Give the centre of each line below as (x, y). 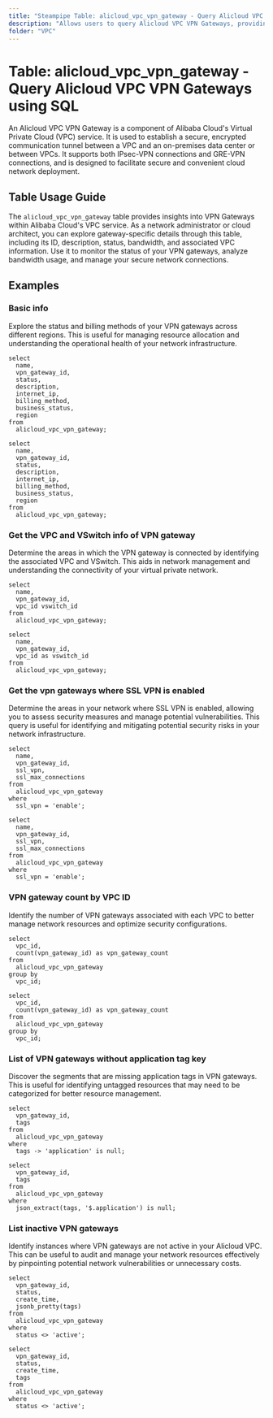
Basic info (28, 308)
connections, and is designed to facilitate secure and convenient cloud (127, 163)
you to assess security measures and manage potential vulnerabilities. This (134, 717)
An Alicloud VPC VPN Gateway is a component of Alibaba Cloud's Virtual (130, 128)
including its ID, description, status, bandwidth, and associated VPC (122, 243)
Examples (34, 285)
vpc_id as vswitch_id (52, 656)
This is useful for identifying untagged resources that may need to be (124, 1085)
